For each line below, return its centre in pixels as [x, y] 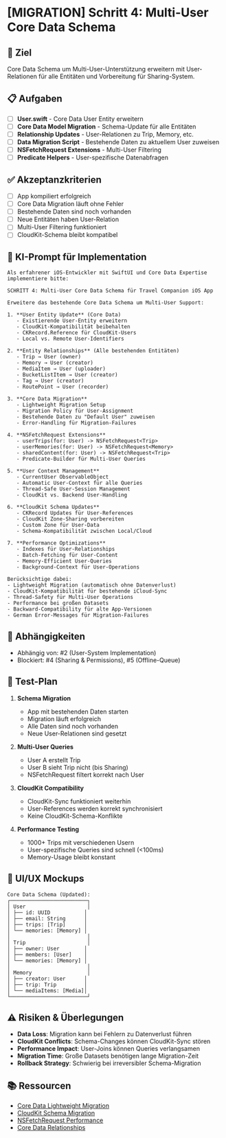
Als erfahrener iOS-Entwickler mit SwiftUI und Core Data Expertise [107, 273]
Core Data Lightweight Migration [63, 1106]
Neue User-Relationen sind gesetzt [77, 733]
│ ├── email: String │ [47, 918]
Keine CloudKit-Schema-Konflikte [75, 816]
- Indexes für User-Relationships [66, 549]
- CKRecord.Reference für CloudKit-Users [76, 333]
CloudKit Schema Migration [56, 1113]
